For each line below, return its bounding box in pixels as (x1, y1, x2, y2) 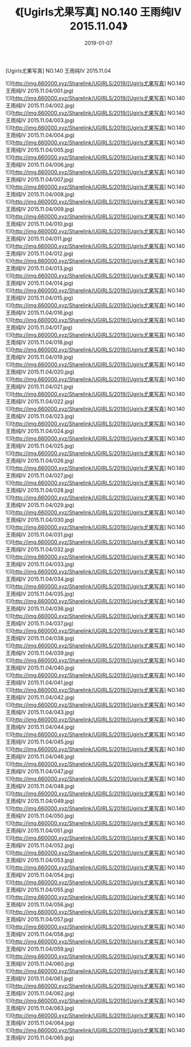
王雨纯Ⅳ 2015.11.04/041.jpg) (5, 679, 74, 686)
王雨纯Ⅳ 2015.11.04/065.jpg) (5, 1034, 75, 1041)
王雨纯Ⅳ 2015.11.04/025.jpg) (5, 442, 75, 449)
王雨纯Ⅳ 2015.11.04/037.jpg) (5, 620, 74, 627)
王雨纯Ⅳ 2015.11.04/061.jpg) (5, 975, 74, 982)
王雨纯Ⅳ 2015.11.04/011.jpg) (5, 235, 73, 242)
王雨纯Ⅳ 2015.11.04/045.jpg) (5, 738, 75, 745)
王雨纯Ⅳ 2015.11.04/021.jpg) (5, 383, 74, 390)
